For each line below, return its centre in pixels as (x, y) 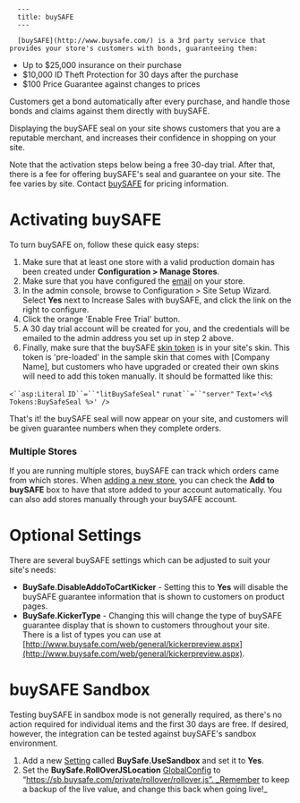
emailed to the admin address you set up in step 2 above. (128, 337)
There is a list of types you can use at (91, 635)
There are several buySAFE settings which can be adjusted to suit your (140, 560)
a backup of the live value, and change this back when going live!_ (145, 790)
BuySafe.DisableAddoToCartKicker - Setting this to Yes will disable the (155, 587)
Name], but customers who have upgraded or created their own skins (150, 366)
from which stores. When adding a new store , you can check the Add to (142, 481)
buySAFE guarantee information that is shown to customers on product (153, 597)
